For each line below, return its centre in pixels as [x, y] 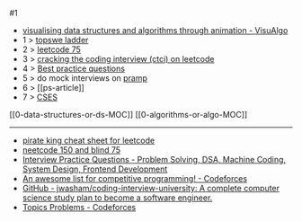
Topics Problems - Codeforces [79, 207]
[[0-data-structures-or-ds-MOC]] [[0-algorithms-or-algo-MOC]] [129, 115]
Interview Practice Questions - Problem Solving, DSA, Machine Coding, [154, 159]
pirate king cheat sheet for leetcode [89, 140]
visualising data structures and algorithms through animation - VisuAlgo [155, 30]
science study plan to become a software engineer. [117, 198]
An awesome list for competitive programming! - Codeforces [135, 178]
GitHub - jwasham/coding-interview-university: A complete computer [151, 188]
